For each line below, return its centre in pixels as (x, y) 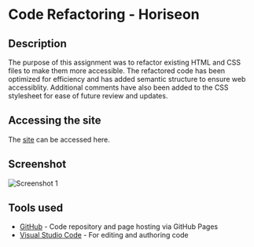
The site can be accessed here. (59, 139)
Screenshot (37, 164)
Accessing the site (55, 121)
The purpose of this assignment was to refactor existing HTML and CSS (125, 62)
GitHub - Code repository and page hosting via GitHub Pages (119, 227)
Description (37, 44)
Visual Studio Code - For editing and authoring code (104, 235)
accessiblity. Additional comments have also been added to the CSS (119, 87)
